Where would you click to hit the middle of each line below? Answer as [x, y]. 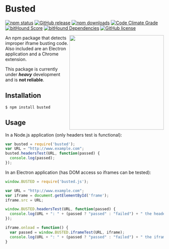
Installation [23, 96]
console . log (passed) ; [32, 158]
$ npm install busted [28, 107]
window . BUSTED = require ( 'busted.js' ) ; [47, 181]
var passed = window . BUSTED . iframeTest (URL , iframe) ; [67, 232]
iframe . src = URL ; [24, 200]
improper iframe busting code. [37, 43]
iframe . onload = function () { [37, 228]
